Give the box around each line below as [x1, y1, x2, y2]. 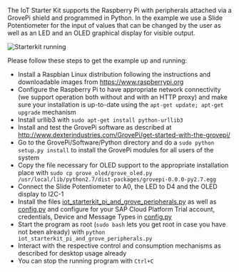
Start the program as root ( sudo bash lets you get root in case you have [17, 220, 226, 229]
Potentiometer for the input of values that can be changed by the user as [7, 21, 221, 29]
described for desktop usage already [17, 249, 127, 257]
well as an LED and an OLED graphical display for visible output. [7, 28, 195, 37]
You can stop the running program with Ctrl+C [17, 256, 154, 265]
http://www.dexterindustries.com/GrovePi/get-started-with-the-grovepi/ [17, 131, 230, 139]
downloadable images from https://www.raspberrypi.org [17, 78, 184, 86]
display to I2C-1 [17, 190, 64, 198]
